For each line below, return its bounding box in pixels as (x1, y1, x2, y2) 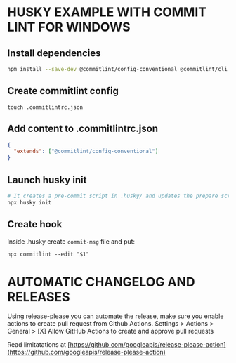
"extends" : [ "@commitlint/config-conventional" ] (13, 148, 159, 155)
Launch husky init (7, 173, 87, 186)
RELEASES (7, 289, 70, 305)
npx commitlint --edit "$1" (7, 251, 90, 258)
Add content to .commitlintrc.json (7, 123, 158, 135)
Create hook (7, 218, 63, 230)
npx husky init (7, 199, 52, 206)
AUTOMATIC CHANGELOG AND (7, 274, 195, 290)
